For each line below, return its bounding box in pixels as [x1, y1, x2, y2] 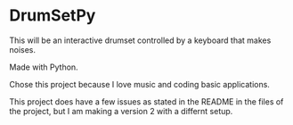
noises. [9, 44, 37, 54]
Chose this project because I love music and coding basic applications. [9, 79, 270, 89]
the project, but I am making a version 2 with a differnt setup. [9, 105, 233, 116]
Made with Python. [9, 62, 78, 72]
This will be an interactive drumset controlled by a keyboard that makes [9, 35, 272, 46]
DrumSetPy [9, 5, 96, 26]
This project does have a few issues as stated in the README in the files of [9, 96, 284, 107]
